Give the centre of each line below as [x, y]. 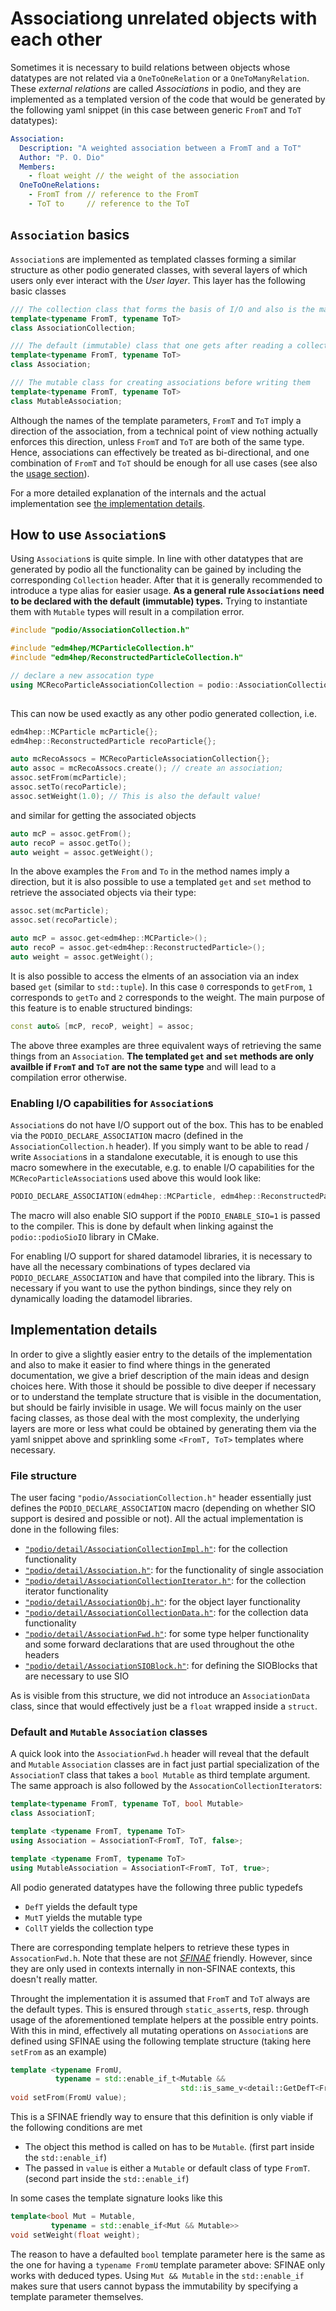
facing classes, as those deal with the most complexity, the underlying [155, 1418]
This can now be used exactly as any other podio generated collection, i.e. [164, 713]
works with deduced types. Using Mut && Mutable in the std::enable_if [157, 2275]
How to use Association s [88, 535]
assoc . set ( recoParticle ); [64, 920]
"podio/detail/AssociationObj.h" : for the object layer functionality [162, 1601]
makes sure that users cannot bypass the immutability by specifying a [154, 2286]
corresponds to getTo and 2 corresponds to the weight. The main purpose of [167, 997]
